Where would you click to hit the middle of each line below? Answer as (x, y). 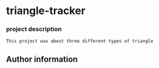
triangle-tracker (46, 11)
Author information (42, 59)
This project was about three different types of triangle (80, 41)
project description (34, 29)
